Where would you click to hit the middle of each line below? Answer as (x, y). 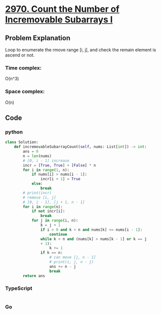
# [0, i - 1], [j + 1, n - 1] (54, 202)
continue (58, 234)
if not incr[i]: (48, 211)
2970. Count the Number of (62, 9)
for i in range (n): (43, 207)
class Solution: (22, 142)
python (14, 132)
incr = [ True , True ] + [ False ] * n (60, 165)
